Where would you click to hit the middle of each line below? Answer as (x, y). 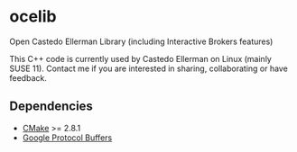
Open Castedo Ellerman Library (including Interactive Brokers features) (141, 41)
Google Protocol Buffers (67, 138)
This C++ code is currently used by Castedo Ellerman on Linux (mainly (141, 58)
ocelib (33, 17)
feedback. (28, 77)
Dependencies (51, 107)
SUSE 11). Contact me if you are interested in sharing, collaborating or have (149, 68)
